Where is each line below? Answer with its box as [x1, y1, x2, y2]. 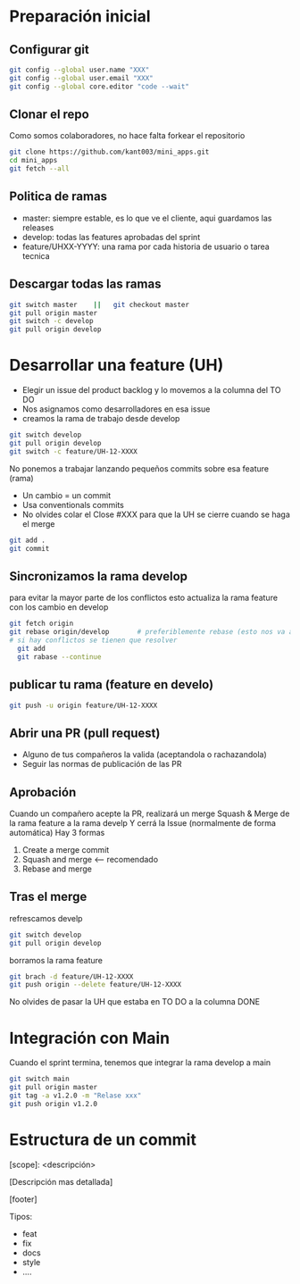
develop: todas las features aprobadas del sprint [21, 231, 201, 242]
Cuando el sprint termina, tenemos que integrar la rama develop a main [9, 1057, 271, 1068]
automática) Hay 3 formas [9, 828, 105, 838]
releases [21, 221, 54, 233]
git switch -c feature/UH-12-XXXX [9, 446, 138, 456]
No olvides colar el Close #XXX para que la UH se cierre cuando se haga [21, 509, 290, 520]
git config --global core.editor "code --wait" [9, 82, 190, 91]
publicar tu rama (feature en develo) [9, 677, 214, 693]
